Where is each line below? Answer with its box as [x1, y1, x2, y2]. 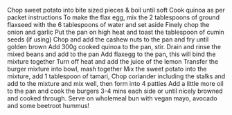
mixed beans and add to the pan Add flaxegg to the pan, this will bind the [7, 50, 216, 58]
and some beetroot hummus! [7, 102, 90, 109]
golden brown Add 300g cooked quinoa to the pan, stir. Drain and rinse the [7, 43, 222, 51]
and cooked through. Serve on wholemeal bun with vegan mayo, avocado [7, 94, 217, 103]
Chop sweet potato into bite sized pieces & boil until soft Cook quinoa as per [7, 6, 225, 14]
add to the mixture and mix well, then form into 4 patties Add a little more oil [7, 80, 224, 87]
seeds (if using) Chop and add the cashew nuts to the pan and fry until [7, 35, 209, 44]
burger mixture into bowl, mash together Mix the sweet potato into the [7, 65, 207, 73]
